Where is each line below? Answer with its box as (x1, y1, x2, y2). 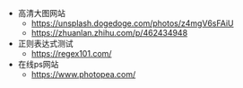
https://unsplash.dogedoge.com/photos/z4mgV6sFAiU (30, 18, 235, 29)
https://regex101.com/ (30, 48, 112, 58)
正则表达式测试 (17, 39, 74, 48)
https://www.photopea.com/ (30, 69, 136, 79)
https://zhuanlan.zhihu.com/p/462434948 (30, 28, 188, 38)
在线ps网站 (17, 59, 59, 69)
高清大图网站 (17, 8, 65, 18)
